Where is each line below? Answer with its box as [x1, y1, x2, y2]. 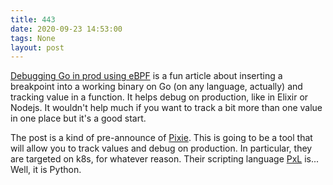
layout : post [10, 42, 65, 53]
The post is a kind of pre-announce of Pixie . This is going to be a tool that [10, 132, 313, 144]
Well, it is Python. [10, 164, 82, 176]
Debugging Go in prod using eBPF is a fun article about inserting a [10, 70, 283, 82]
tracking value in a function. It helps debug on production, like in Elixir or [10, 91, 309, 103]
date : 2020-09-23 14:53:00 [10, 24, 123, 34]
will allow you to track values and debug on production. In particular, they [10, 142, 313, 155]
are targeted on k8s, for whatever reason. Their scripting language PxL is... [10, 153, 320, 165]
